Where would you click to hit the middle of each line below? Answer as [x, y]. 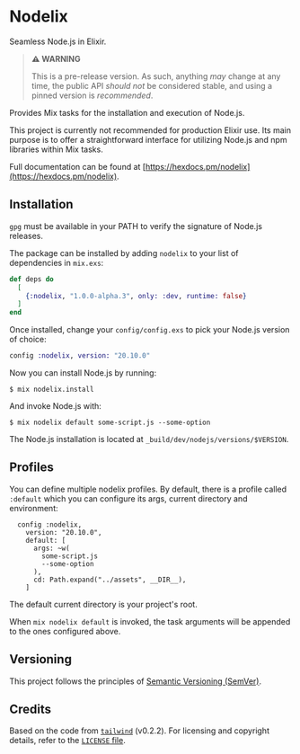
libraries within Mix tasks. [56, 149]
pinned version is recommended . [92, 95]
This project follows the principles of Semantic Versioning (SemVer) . [136, 681]
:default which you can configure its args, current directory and [128, 498]
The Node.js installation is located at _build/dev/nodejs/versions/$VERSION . [149, 439]
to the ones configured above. [65, 631]
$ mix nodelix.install [52, 389]
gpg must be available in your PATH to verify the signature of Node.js [136, 226]
